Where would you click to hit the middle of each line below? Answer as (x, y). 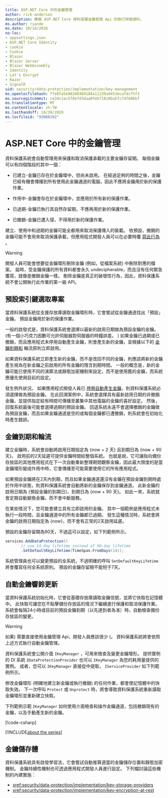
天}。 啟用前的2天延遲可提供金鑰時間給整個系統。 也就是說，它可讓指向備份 (83, 456)
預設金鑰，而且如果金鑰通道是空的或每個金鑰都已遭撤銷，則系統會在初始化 (86, 413)
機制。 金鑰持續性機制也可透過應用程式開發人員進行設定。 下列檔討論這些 (81, 768)
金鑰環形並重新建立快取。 (31, 695)
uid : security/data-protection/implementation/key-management (71, 89)
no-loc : (13, 33)
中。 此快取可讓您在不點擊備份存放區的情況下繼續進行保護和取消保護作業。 (82, 604)
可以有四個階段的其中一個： (34, 164)
